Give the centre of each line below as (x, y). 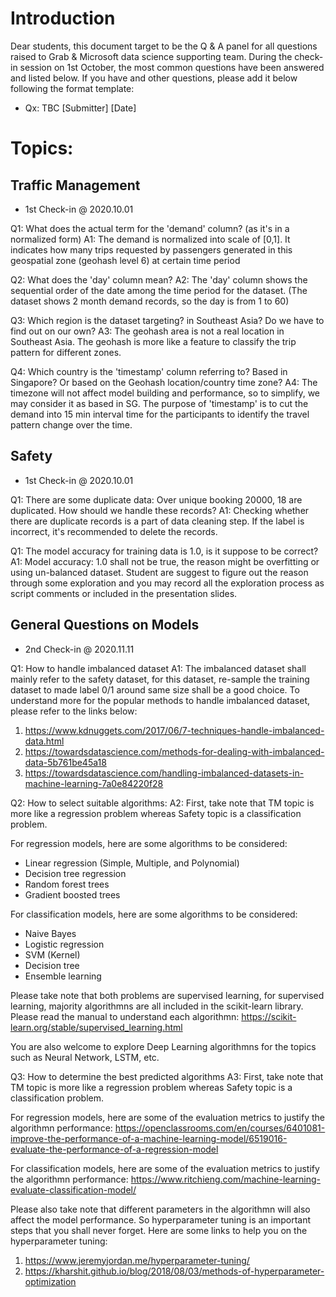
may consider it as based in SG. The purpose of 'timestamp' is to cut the (159, 403)
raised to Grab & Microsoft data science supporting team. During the (151, 56)
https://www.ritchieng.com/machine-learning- (225, 1179)
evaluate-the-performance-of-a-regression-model (114, 1149)
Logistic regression (64, 944)
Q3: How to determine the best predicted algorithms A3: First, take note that (167, 1076)
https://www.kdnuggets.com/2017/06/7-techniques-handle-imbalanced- (174, 730)
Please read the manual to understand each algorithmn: (125, 1016)
